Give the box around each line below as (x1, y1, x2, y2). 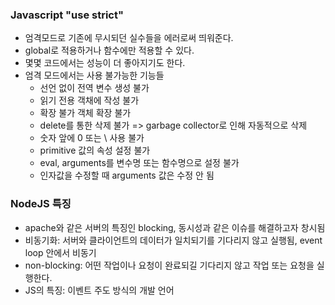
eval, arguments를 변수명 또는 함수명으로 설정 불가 (39, 157, 240, 169)
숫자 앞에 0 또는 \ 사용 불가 (39, 132, 145, 144)
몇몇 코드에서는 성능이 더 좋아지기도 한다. (24, 57, 186, 69)
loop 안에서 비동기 (24, 246, 97, 258)
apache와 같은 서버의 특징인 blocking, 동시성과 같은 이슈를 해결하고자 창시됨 (24, 221, 326, 233)
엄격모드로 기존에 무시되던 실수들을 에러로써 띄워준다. (24, 32, 234, 44)
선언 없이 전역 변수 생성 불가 (39, 82, 150, 94)
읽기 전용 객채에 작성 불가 (39, 94, 140, 107)
